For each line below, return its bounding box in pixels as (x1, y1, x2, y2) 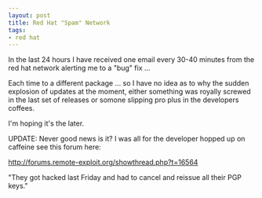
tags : (8, 26, 26, 34)
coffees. (8, 104, 35, 113)
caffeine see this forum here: (8, 142, 102, 152)
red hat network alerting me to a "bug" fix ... (8, 64, 151, 73)
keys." (8, 181, 28, 191)
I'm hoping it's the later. (8, 119, 85, 128)
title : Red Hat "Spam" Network (8, 19, 111, 27)
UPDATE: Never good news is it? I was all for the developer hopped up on (8, 134, 246, 144)
